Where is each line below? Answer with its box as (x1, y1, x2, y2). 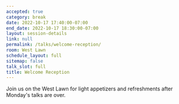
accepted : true (6, 8, 44, 15)
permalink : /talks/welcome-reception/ (6, 42, 101, 48)
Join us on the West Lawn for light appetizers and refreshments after (6, 85, 173, 92)
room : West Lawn (6, 47, 46, 53)
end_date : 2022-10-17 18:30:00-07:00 (6, 25, 99, 31)
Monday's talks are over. (6, 92, 66, 99)
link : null (6, 36, 33, 42)
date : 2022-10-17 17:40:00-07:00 (6, 19, 88, 25)
